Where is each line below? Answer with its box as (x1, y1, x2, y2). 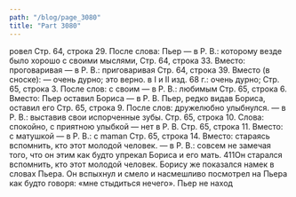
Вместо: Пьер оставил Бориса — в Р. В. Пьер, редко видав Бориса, (9, 92, 266, 103)
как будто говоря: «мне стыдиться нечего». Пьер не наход (9, 177, 234, 188)
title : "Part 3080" (9, 21, 82, 30)
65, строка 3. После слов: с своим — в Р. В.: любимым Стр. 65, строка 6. (9, 83, 287, 94)
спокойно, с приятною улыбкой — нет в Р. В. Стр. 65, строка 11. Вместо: (9, 121, 284, 131)
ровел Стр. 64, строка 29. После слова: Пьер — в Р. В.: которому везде (9, 45, 283, 56)
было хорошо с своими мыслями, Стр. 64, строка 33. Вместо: (9, 55, 246, 66)
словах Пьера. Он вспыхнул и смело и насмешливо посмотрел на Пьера (9, 168, 288, 178)
